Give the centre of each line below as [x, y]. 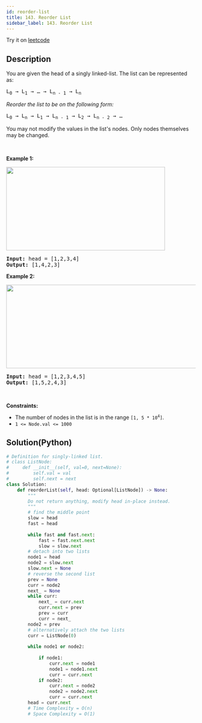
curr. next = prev [60, 608]
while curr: [43, 597]
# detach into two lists [59, 551]
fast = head [43, 524]
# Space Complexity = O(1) [62, 714]
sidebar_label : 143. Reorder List [50, 23]
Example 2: [20, 276]
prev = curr [53, 613]
